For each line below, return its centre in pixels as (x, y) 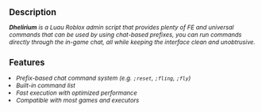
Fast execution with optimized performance (77, 93)
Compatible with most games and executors (78, 100)
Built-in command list (46, 85)
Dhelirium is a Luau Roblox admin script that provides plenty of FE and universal (121, 27)
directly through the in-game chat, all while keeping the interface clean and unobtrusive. (133, 42)
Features (27, 62)
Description (33, 12)
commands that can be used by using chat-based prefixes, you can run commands (125, 35)
